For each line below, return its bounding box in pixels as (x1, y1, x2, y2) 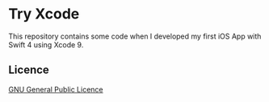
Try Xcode (8, 5, 80, 23)
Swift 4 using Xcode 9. (8, 39, 84, 49)
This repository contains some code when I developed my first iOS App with (8, 31, 262, 41)
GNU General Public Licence (8, 84, 103, 94)
